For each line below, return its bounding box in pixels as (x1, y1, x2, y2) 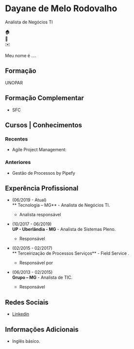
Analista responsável (19, 212, 62, 218)
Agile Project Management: (12, 147, 67, 153)
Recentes (5, 135, 28, 142)
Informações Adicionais (5, 325, 79, 333)
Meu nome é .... (5, 52, 36, 59)
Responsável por (19, 260, 53, 266)
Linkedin (12, 311, 30, 317)
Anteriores (5, 159, 31, 166)
